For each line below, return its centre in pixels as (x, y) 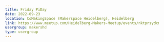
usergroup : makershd (26, 28)
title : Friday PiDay (26, 9)
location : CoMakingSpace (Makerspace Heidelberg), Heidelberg (70, 18)
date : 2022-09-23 (23, 14)
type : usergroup (21, 32)
